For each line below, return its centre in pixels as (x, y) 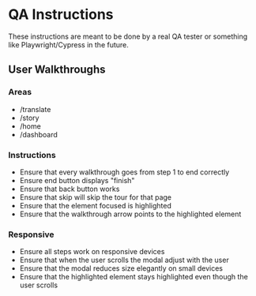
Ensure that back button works (70, 189)
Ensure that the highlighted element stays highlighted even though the (134, 277)
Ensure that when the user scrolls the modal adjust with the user (124, 260)
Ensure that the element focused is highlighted (95, 205)
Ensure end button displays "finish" (77, 180)
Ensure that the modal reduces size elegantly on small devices (121, 268)
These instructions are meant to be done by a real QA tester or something (128, 36)
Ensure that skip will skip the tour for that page (96, 197)
